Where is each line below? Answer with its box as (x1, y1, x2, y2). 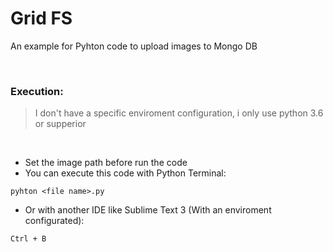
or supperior (34, 118, 87, 130)
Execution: (10, 84, 64, 98)
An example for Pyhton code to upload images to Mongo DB (10, 40, 258, 52)
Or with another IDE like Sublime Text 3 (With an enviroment (24, 204, 272, 216)
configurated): (24, 215, 85, 227)
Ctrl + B (10, 234, 47, 244)
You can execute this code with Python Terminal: (24, 167, 227, 179)
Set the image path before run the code (24, 157, 188, 169)
